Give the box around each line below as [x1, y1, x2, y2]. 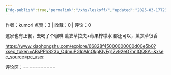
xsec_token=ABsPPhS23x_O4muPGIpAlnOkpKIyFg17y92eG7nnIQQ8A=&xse [5, 48, 164, 54]
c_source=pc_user [5, 54, 44, 60]
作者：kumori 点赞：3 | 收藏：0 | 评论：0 [5, 22, 91, 28]
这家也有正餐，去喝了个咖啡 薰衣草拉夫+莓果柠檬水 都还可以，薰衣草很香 [5, 32, 158, 39]
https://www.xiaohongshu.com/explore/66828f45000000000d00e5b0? [5, 43, 156, 49]
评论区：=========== [5, 64, 56, 70]
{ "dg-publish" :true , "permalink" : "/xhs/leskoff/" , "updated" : [5, 7, 136, 13]
